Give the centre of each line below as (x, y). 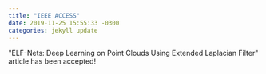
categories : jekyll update (53, 30)
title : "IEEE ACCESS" (44, 16)
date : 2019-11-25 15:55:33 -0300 (64, 23)
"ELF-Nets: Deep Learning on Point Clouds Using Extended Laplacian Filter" (133, 53)
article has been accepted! (52, 61)
